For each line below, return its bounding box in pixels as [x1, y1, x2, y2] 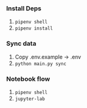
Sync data [6, 39, 37, 48]
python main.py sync [14, 60, 67, 67]
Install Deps [6, 4, 42, 13]
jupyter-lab [14, 95, 45, 102]
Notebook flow [6, 74, 50, 83]
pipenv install [14, 25, 53, 31]
